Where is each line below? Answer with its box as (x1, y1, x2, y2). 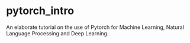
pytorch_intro (6, 4, 75, 18)
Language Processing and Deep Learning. (6, 29, 109, 37)
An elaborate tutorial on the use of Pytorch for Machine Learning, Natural (6, 24, 185, 31)
